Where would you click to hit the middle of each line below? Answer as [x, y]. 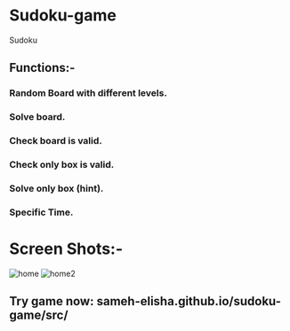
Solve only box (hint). [56, 188]
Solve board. [37, 117]
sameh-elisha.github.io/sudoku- [189, 301]
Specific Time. [41, 212]
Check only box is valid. [62, 165]
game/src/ [39, 315]
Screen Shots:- [66, 249]
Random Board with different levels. [88, 93]
